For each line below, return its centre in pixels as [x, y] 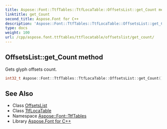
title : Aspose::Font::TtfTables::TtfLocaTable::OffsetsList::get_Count [81, 10]
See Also [19, 94]
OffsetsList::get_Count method [54, 57]
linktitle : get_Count [28, 14]
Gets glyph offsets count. [31, 69]
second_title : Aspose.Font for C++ [42, 19]
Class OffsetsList [30, 106]
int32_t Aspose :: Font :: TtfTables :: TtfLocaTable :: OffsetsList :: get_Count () [84, 78]
